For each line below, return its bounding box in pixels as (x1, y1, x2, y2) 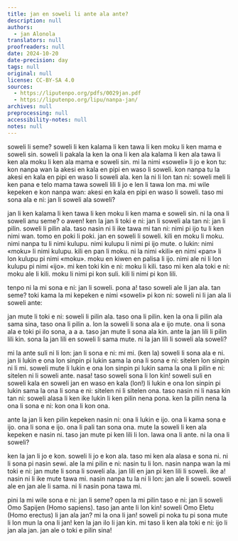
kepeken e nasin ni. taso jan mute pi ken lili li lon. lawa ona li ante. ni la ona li (7, 430, 229, 439)
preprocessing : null (7, 109, 69, 117)
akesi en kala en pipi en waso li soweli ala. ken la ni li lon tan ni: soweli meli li (7, 172, 231, 181)
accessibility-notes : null (7, 116, 87, 123)
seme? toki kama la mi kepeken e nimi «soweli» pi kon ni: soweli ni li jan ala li (7, 291, 232, 299)
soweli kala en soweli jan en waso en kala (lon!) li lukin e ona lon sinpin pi (7, 378, 221, 387)
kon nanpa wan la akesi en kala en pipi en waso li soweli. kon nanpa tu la (7, 165, 220, 173)
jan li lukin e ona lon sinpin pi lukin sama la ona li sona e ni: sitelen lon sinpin (7, 356, 229, 365)
